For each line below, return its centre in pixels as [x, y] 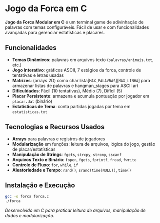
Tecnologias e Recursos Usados [55, 127]
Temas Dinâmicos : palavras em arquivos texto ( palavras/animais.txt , [83, 60]
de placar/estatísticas [34, 149]
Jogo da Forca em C [46, 9]
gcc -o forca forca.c [27, 197]
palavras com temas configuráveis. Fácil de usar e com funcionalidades [77, 27]
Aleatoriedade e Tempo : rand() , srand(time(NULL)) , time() [72, 170]
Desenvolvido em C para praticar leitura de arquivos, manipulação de [75, 210]
